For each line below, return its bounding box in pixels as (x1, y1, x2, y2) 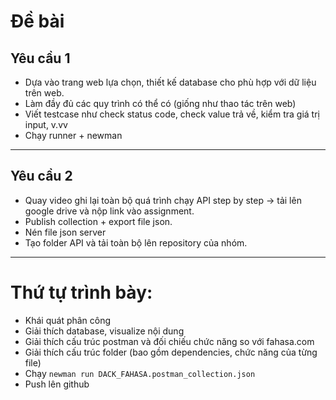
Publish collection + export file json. (24, 215, 173, 227)
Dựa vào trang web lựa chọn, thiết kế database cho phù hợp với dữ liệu (24, 76, 317, 88)
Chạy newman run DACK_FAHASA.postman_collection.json (24, 367, 256, 379)
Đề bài (10, 10, 65, 33)
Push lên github (24, 378, 90, 390)
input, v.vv (24, 119, 68, 130)
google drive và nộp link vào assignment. (24, 205, 195, 217)
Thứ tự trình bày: (10, 281, 153, 304)
